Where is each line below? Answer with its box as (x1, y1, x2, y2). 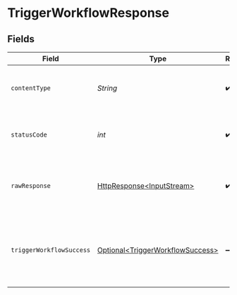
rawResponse (11, 182, 51, 189)
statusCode (11, 131, 47, 139)
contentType (11, 84, 51, 92)
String (97, 83, 118, 93)
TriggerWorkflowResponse (7, 5, 169, 21)
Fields (7, 33, 35, 45)
